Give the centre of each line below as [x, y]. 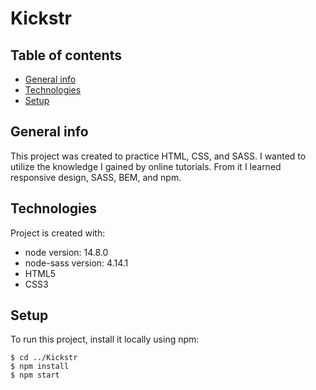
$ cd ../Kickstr [44, 358]
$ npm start [35, 375]
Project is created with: [58, 233]
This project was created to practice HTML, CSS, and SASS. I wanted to [158, 156]
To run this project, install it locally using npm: [105, 339]
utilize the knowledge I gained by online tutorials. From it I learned [146, 166]
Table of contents [66, 55]
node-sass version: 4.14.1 [76, 263]
